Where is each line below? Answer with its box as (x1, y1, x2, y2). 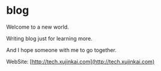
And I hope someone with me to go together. (6, 46, 117, 54)
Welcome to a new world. (6, 23, 69, 30)
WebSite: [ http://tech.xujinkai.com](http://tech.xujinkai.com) (6, 58, 155, 65)
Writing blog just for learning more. (6, 35, 93, 42)
